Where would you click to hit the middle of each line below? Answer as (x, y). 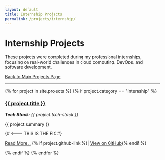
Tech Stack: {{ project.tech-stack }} (42, 114)
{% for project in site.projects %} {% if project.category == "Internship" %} (81, 91)
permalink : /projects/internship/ (41, 19)
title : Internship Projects (34, 14)
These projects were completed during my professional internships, (74, 57)
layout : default (22, 10)
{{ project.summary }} (27, 124)
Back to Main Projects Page (33, 77)
